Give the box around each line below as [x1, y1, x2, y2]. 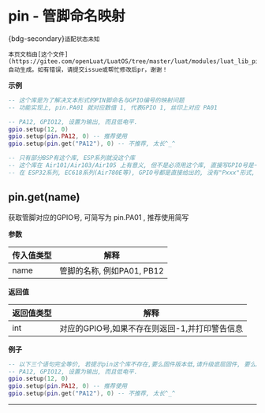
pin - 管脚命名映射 [8, 7, 126, 25]
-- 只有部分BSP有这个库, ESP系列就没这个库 [8, 154, 136, 162]
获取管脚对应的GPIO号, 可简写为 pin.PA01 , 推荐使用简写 [8, 212, 189, 221]
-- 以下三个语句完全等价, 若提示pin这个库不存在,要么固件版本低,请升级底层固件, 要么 [8, 360, 256, 368]
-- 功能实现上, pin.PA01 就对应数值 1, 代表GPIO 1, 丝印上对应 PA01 [8, 103, 218, 111]
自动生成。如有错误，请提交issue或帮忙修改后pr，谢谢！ [8, 65, 168, 73]
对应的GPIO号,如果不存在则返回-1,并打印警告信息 [59, 322, 244, 333]
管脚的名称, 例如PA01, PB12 [59, 265, 164, 276]
